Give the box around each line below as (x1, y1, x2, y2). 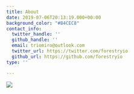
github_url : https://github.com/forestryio (11, 54, 123, 60)
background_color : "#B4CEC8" (6, 20, 80, 26)
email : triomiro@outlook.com (11, 43, 85, 49)
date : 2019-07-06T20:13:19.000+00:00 (6, 14, 101, 20)
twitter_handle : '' (11, 31, 61, 37)
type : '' (6, 59, 28, 65)
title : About (6, 8, 39, 15)
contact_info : (6, 25, 42, 32)
